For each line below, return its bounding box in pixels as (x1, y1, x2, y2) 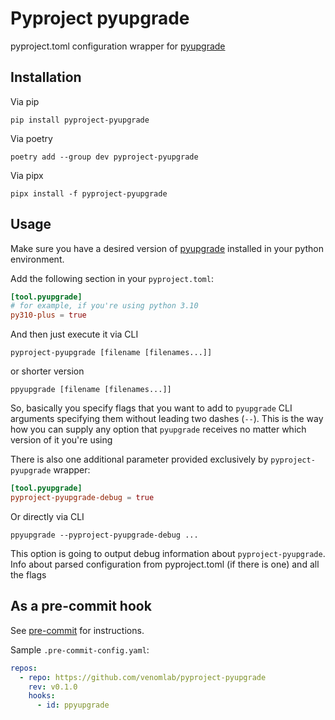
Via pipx (10, 169, 44, 181)
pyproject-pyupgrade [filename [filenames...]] (10, 348, 213, 358)
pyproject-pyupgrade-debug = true (10, 493, 155, 503)
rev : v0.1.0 (28, 682, 78, 692)
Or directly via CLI (10, 510, 85, 522)
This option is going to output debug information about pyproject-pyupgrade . (10, 547, 326, 559)
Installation (10, 69, 82, 86)
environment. (10, 253, 65, 265)
